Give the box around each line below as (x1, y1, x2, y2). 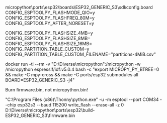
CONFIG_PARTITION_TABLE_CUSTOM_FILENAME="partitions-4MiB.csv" (5, 51, 156, 57)
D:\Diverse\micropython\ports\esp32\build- (5, 107, 95, 113)
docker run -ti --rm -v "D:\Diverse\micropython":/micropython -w (5, 61, 141, 67)
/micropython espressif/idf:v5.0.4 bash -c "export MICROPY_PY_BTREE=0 (5, 66, 159, 72)
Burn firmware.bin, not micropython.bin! (5, 87, 88, 92)
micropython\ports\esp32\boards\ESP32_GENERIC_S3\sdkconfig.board (5, 5, 153, 10)
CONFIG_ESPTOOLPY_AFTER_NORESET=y (5, 20, 95, 26)
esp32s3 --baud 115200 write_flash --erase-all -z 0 (17, 102, 124, 107)
